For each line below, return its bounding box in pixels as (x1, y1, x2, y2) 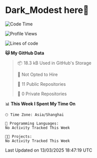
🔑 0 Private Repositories (17, 91, 67, 97)
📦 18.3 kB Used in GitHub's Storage (17, 60, 92, 66)
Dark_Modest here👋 (5, 4, 89, 16)
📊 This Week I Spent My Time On (5, 101, 76, 107)
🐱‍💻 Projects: (5, 134, 32, 139)
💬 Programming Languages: (5, 121, 59, 126)
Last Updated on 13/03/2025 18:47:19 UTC (5, 147, 93, 153)
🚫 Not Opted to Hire (17, 71, 58, 77)
